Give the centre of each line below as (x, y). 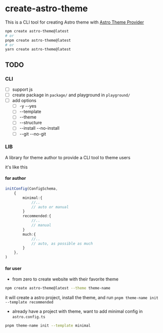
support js (22, 89)
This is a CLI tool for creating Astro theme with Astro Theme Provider (75, 22)
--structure (31, 123)
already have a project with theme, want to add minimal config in (77, 311)
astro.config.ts (29, 317)
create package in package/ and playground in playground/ (71, 95)
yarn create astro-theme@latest (38, 50)
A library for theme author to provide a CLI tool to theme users (68, 157)
